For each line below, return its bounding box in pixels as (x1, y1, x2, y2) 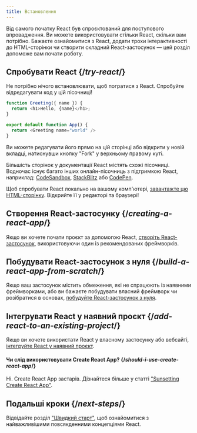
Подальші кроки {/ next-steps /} (6, 399, 126, 409)
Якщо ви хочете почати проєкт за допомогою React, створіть (6, 234, 160, 241)
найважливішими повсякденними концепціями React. (6, 421, 141, 428)
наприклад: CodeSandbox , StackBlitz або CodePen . (6, 173, 133, 181)
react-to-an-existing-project (6, 320, 115, 330)
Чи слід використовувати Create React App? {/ (6, 356, 125, 363)
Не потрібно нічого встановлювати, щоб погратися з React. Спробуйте (6, 83, 184, 90)
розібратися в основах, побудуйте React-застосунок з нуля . (6, 294, 157, 301)
